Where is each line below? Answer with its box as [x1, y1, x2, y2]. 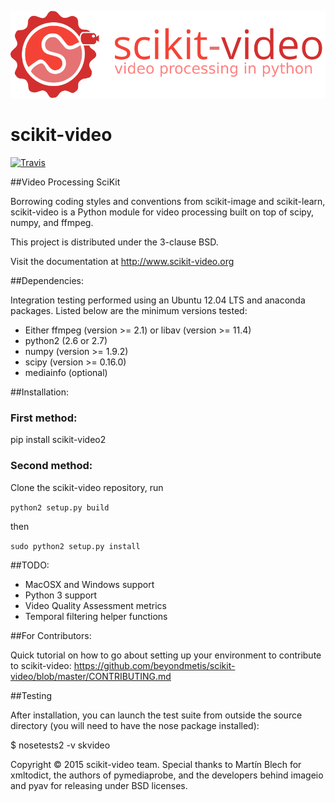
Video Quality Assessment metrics [24, 599, 167, 611]
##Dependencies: [10, 275, 84, 287]
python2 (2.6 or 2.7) [24, 335, 108, 347]
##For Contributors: [10, 629, 92, 641]
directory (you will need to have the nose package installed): [10, 719, 260, 731]
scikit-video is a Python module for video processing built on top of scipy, [10, 206, 314, 218]
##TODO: [10, 559, 50, 571]
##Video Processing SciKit [10, 176, 121, 188]
